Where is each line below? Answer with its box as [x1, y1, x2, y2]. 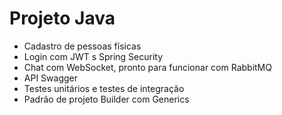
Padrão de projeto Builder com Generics [23, 93, 190, 105]
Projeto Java [9, 7, 116, 30]
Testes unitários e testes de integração [23, 82, 185, 94]
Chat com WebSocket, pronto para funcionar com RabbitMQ [23, 61, 272, 73]
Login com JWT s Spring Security [23, 50, 164, 62]
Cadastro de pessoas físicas [23, 40, 142, 52]
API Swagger [23, 72, 78, 84]
